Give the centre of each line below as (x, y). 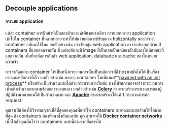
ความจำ (12, 61)
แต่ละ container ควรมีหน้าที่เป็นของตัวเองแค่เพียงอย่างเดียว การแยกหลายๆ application (80, 33)
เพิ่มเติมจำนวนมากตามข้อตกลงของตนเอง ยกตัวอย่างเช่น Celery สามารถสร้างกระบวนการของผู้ (83, 89)
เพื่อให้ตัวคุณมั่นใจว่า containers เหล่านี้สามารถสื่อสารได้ (53, 121)
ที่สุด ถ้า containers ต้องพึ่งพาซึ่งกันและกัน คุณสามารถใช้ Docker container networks (84, 116)
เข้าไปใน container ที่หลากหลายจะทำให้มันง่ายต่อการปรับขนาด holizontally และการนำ (80, 39)
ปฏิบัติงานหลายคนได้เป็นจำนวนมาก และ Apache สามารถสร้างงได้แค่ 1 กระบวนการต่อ (77, 94)
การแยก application (25, 21)
